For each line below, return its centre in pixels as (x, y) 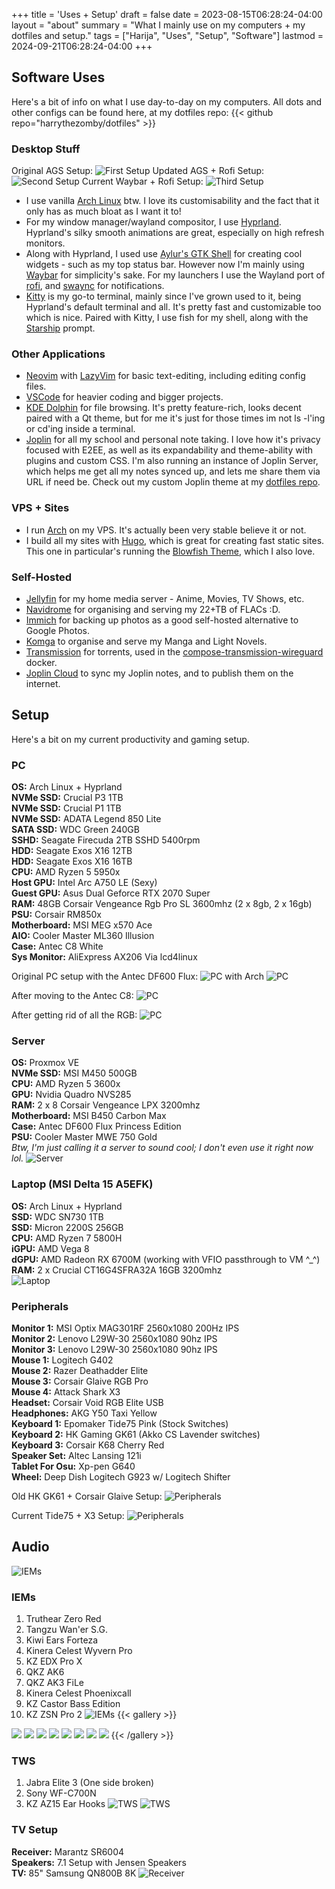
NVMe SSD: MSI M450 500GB (74, 1073)
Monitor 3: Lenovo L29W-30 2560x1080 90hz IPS (114, 1349)
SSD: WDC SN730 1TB (57, 1216)
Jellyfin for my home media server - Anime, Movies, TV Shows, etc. (165, 598)
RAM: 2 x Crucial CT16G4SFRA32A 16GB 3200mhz (117, 1270)
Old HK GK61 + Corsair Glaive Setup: (87, 1496)
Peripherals (40, 1306)
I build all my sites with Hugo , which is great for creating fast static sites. (175, 540)
